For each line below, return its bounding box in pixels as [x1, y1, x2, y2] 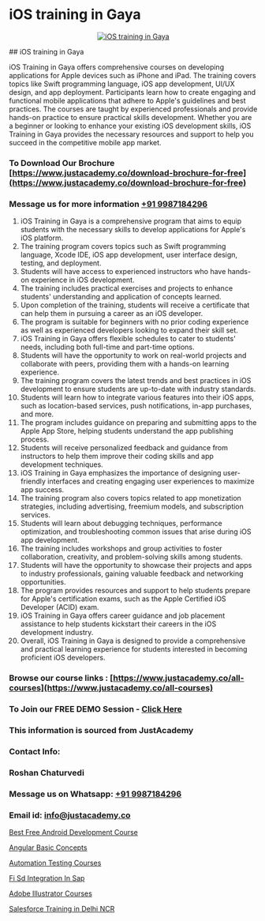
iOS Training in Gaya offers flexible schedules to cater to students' [20, 334, 236, 344]
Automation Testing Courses [9, 858, 102, 867]
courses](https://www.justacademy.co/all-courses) [9, 682, 214, 694]
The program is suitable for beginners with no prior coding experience [20, 318, 249, 327]
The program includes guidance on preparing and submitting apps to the [20, 418, 257, 427]
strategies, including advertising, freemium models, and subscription [20, 502, 244, 511]
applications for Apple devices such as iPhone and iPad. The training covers [9, 70, 256, 80]
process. [20, 434, 50, 444]
